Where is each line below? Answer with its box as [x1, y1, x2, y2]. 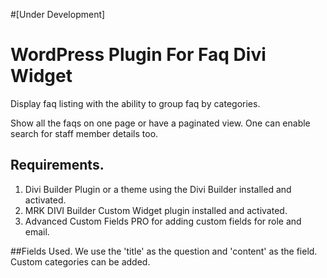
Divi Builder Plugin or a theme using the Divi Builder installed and [24, 183, 292, 195]
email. [24, 225, 50, 238]
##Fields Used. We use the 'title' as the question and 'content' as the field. [10, 245, 318, 257]
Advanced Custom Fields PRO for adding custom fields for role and [24, 215, 302, 227]
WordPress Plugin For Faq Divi [10, 44, 267, 66]
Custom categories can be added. [10, 255, 151, 268]
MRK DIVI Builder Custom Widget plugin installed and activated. [24, 204, 288, 216]
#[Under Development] [10, 9, 106, 20]
